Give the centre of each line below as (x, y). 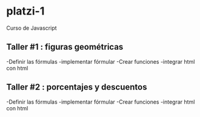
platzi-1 (25, 11)
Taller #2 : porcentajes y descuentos (77, 87)
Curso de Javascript (32, 28)
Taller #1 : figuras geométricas (65, 47)
